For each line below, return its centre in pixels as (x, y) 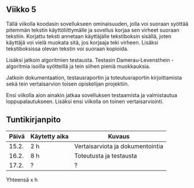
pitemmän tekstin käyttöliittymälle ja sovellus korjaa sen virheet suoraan (93, 30)
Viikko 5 (21, 10)
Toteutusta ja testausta (105, 156)
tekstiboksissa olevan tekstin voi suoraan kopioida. (67, 49)
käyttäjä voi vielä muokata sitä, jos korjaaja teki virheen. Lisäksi (82, 42)
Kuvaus (119, 136)
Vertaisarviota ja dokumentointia (119, 146)
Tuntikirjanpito (33, 120)
